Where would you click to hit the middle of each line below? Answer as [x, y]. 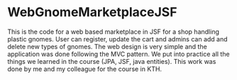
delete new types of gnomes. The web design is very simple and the [107, 46]
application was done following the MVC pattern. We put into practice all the [118, 54]
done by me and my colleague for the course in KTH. [84, 69]
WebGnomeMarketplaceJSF [92, 12]
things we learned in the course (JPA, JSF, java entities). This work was [112, 61]
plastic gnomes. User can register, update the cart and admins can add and [118, 39]
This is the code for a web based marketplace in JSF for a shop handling [114, 32]
